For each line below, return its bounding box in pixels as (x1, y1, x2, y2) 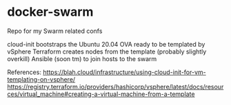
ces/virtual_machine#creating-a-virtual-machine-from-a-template (7, 90, 195, 98)
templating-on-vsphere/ (7, 75, 76, 83)
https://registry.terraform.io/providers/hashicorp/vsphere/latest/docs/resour (7, 82, 224, 91)
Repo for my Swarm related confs (7, 27, 103, 35)
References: (7, 68, 41, 76)
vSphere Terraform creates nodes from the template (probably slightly (7, 47, 207, 56)
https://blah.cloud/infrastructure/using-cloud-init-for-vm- (42, 68, 206, 76)
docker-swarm (7, 4, 94, 20)
